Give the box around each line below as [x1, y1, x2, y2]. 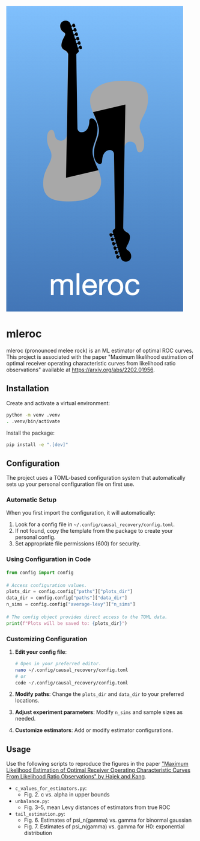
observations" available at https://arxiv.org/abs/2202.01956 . [6, 366, 155, 373]
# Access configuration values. [6, 582, 87, 588]
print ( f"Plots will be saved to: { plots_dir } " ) [6, 620, 128, 626]
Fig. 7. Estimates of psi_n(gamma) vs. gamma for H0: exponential [23, 823, 185, 830]
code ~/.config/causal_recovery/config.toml [14, 680, 129, 686]
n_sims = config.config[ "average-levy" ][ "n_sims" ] [6, 601, 136, 607]
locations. [14, 697, 40, 704]
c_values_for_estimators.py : [14, 784, 87, 792]
